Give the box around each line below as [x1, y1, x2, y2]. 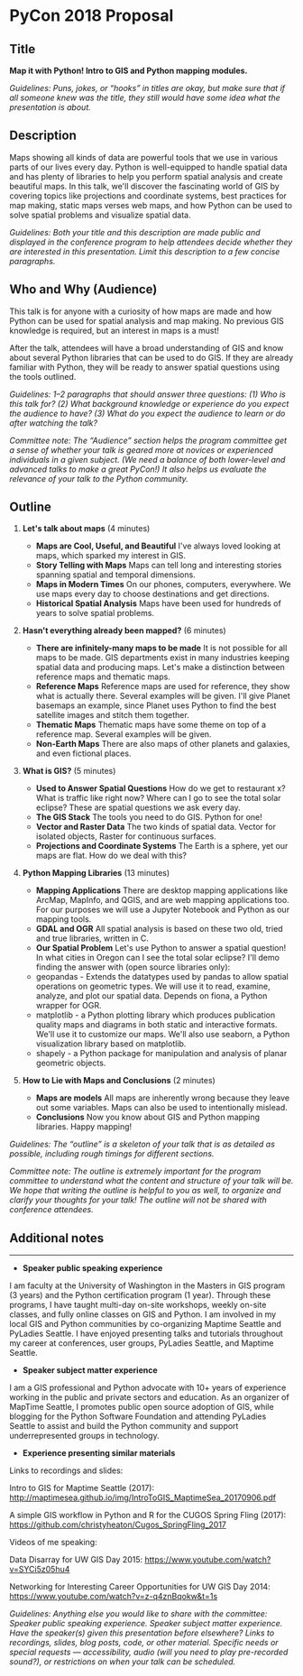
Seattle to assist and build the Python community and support [9, 1421, 239, 1432]
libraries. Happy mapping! [35, 1121, 133, 1132]
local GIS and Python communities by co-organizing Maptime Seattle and [9, 1319, 281, 1330]
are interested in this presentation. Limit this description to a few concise [9, 245, 280, 257]
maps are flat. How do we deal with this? [35, 850, 188, 861]
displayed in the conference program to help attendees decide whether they [9, 236, 293, 247]
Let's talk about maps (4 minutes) [22, 523, 151, 534]
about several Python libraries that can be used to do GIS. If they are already [9, 352, 294, 363]
